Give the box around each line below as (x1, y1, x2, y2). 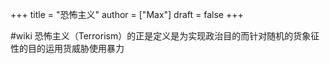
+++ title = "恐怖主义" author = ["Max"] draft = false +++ (10, 9, 244, 20)
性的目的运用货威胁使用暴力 (10, 43, 125, 54)
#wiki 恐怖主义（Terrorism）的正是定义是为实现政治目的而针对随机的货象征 (10, 30, 320, 42)
